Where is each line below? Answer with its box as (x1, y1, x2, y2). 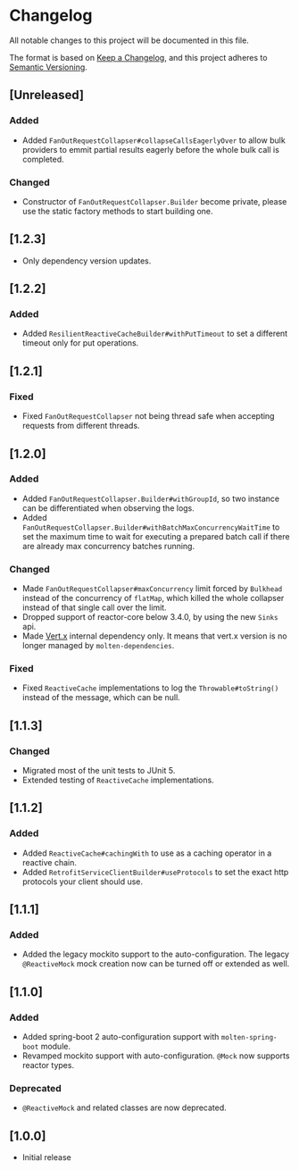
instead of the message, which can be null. (21, 692, 180, 703)
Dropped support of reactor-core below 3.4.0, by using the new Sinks (21, 612, 278, 623)
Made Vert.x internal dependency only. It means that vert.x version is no (21, 631, 287, 641)
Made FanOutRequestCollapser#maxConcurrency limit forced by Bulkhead (21, 583, 283, 594)
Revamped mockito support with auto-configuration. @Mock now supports (21, 1050, 290, 1061)
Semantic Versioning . (9, 62, 87, 72)
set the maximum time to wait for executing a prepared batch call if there (21, 531, 290, 541)
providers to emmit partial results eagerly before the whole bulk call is (21, 144, 279, 155)
